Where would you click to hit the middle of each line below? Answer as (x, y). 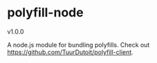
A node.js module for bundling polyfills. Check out (78, 45)
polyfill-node (46, 13)
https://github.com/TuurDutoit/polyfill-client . (70, 52)
